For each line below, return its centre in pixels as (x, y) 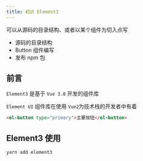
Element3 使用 (33, 138)
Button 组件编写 (34, 50)
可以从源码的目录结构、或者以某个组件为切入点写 (67, 29)
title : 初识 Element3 (33, 12)
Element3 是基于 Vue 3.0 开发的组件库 (53, 94)
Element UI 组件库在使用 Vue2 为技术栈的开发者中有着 (72, 106)
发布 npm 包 (30, 57)
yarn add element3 (29, 153)
